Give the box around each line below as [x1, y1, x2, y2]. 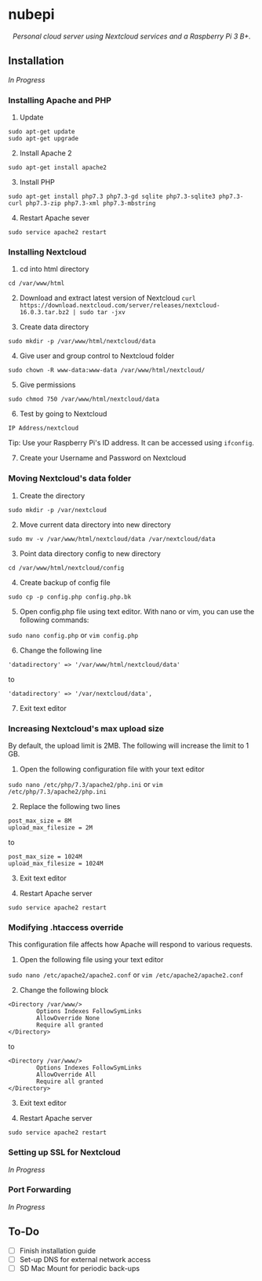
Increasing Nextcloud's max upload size [8, 723, 165, 734]
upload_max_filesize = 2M [8, 823, 93, 832]
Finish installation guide [19, 1246, 96, 1255]
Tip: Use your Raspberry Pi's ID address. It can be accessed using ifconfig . [8, 438, 255, 448]
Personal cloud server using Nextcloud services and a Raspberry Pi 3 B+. [13, 31, 251, 41]
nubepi [8, 5, 55, 24]
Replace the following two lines [19, 801, 121, 811]
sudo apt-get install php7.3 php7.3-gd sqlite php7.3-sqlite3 [8, 192, 216, 201]
